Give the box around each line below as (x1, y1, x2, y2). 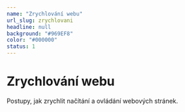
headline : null (6, 23, 52, 30)
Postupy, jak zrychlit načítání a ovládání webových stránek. (6, 97, 179, 105)
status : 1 (6, 43, 36, 50)
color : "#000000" (6, 37, 58, 44)
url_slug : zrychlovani (6, 17, 73, 24)
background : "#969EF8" (6, 30, 73, 37)
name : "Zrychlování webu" (6, 10, 83, 18)
